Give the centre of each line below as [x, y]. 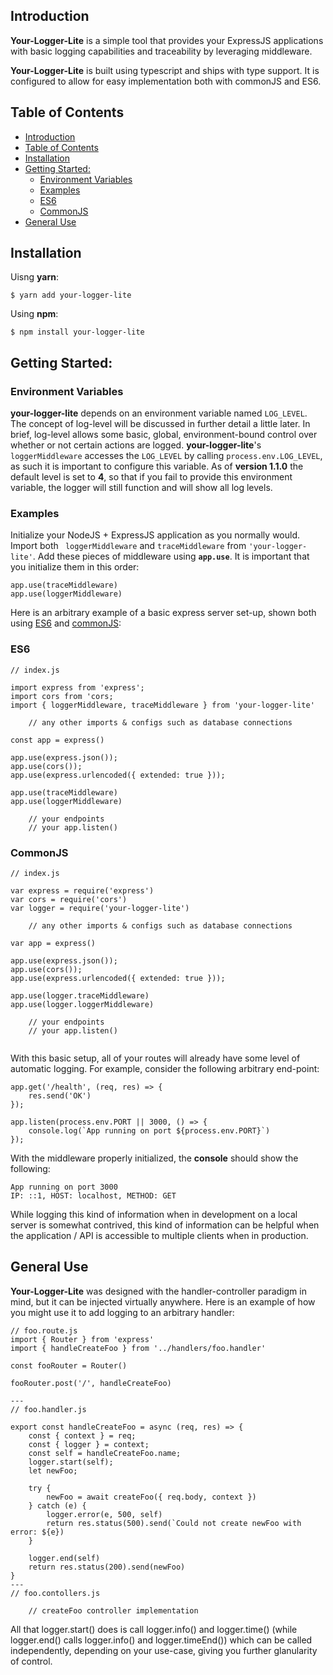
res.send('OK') [60, 1096]
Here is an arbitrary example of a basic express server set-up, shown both [163, 613]
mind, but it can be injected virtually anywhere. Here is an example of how [163, 1301]
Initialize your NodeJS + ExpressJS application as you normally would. [155, 535]
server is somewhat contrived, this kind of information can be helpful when [165, 1225]
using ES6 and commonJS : [66, 623]
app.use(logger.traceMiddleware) [80, 996]
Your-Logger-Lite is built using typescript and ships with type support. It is [165, 70]
